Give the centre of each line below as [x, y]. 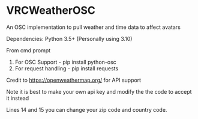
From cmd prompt [28, 50]
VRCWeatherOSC [51, 11]
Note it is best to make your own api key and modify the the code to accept [99, 91]
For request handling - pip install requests [67, 68]
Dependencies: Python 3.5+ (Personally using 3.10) [69, 38]
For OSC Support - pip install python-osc [66, 62]
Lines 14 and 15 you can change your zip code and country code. [87, 109]
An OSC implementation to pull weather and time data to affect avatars [94, 27]
